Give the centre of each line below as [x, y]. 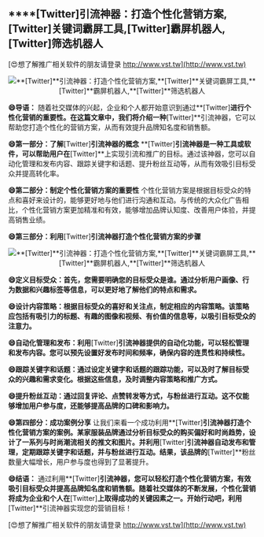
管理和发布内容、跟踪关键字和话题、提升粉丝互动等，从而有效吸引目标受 [139, 163]
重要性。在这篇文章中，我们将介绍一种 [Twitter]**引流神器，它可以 [149, 117]
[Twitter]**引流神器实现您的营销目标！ [70, 508]
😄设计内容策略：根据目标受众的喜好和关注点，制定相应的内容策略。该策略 [129, 306]
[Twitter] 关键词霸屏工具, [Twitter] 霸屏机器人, [117, 29]
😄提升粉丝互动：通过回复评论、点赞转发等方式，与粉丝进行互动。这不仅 [125, 395]
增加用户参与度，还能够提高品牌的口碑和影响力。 [94, 406]
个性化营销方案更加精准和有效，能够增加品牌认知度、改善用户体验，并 [135, 209]
